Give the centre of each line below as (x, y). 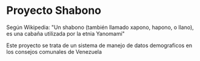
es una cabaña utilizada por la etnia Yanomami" (66, 33)
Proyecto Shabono (54, 11)
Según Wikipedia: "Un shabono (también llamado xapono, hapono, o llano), (100, 27)
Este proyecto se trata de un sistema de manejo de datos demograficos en (99, 45)
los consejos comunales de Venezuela (54, 51)
